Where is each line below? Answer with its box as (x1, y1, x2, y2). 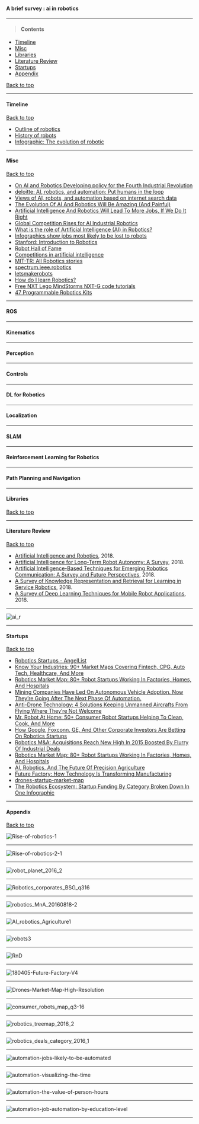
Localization (6, 412, 37, 419)
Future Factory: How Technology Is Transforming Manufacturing (14, 770, 172, 777)
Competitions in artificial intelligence (14, 251, 104, 258)
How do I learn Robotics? (14, 276, 76, 283)
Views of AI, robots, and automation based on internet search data (14, 194, 177, 201)
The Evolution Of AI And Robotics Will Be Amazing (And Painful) (14, 200, 171, 207)
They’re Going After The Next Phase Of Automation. (14, 695, 142, 702)
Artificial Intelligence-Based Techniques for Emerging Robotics (14, 565, 168, 572)
